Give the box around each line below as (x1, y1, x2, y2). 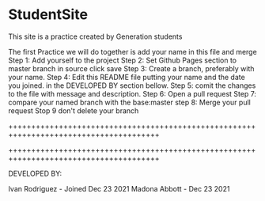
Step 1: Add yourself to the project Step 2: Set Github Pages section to (8, 55, 237, 65)
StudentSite (8, 6, 89, 24)
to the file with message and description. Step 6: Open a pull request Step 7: (8, 89, 257, 98)
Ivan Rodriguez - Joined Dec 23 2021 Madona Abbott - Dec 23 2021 (8, 184, 230, 193)
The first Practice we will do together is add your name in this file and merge (8, 47, 257, 56)
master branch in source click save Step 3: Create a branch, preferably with (8, 63, 255, 73)
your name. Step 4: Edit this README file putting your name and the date (8, 72, 245, 82)
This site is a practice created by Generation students (8, 32, 183, 41)
